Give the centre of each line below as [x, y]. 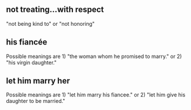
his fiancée [27, 42]
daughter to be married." [36, 101]
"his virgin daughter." [31, 62]
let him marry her [38, 81]
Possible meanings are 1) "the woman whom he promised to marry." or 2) [94, 56]
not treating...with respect [55, 10]
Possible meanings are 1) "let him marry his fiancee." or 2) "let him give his [96, 95]
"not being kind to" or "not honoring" [51, 23]
